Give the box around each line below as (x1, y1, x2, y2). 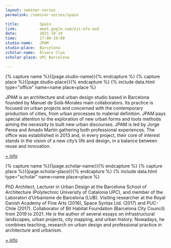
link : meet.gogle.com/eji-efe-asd (5, 26, 100, 31)
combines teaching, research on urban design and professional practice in (5, 221, 162, 228)
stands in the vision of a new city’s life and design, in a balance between (5, 138, 157, 144)
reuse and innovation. (5, 143, 51, 149)
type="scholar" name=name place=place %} (5, 173, 100, 179)
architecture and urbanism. (5, 227, 62, 233)
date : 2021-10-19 (5, 31, 63, 36)
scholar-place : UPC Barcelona (5, 55, 70, 60)
